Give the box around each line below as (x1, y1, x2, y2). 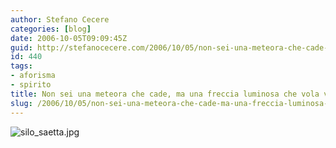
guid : (10, 42, 33, 53)
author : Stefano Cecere (10, 14, 110, 25)
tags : (10, 61, 33, 71)
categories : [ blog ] (10, 24, 92, 34)
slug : (10, 98, 33, 108)
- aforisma (10, 71, 56, 81)
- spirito (10, 80, 52, 90)
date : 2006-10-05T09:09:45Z (10, 33, 128, 43)
